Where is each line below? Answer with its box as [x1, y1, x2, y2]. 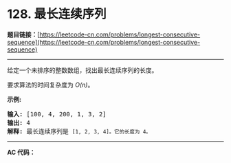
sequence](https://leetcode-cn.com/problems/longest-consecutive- [7, 38, 201, 46]
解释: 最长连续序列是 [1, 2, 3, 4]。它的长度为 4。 [7, 127, 151, 135]
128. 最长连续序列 [7, 6, 107, 22]
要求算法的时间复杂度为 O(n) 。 [7, 80, 94, 89]
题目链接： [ [7, 30, 40, 39]
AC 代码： [7, 148, 36, 156]
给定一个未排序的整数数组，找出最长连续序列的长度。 [7, 66, 158, 74]
